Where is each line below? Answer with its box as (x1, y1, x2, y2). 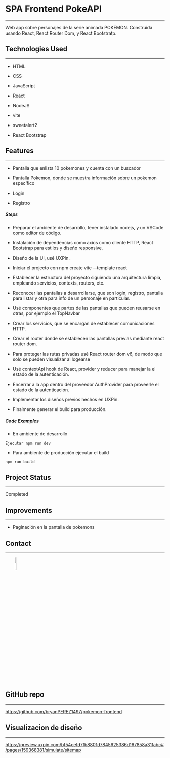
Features (5, 147, 34, 155)
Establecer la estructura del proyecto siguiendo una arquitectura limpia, (12, 274, 162, 280)
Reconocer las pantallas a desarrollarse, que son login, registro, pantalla (12, 290, 163, 296)
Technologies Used (5, 45, 67, 53)
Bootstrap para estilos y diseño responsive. (12, 245, 103, 251)
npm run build (5, 459, 35, 464)
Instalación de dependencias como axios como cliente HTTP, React (12, 239, 153, 245)
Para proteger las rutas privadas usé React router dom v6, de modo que (12, 351, 163, 357)
